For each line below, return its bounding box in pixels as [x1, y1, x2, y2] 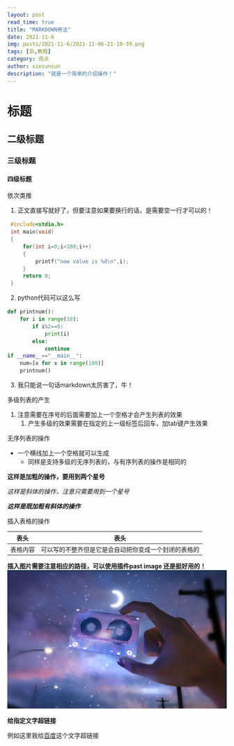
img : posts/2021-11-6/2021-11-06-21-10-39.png [7, 41, 145, 48]
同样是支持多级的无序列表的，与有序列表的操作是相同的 [27, 458, 187, 466]
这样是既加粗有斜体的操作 [7, 502, 81, 511]
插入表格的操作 [7, 517, 50, 525]
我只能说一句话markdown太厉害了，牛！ [17, 381, 134, 389]
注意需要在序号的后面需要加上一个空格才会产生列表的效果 [17, 411, 182, 419]
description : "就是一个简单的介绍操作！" [7, 70, 117, 77]
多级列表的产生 [7, 395, 50, 404]
